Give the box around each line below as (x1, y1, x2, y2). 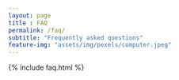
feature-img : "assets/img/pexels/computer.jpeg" (8, 41, 172, 49)
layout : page (8, 11, 51, 20)
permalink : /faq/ (8, 26, 66, 34)
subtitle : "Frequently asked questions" (8, 33, 144, 42)
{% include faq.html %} (8, 63, 85, 72)
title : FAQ (8, 19, 48, 27)
